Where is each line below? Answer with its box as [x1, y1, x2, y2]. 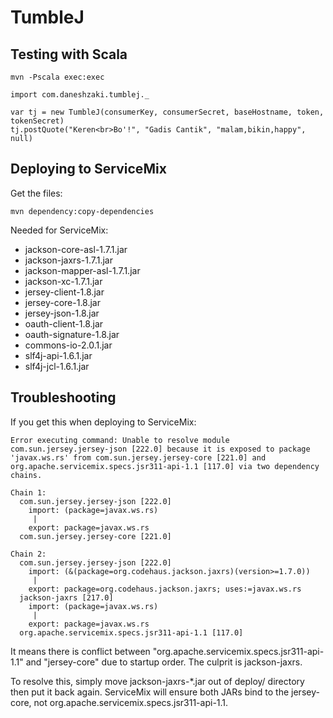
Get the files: [10, 187, 63, 199]
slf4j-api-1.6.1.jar [24, 349, 93, 361]
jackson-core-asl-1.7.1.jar [24, 243, 128, 255]
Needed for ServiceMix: [10, 224, 109, 236]
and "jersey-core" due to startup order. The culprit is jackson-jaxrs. [25, 656, 303, 668]
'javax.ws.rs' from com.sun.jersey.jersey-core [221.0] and [10, 452, 267, 463]
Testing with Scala [10, 46, 128, 63]
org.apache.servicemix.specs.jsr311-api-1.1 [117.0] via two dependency [10, 461, 320, 471]
